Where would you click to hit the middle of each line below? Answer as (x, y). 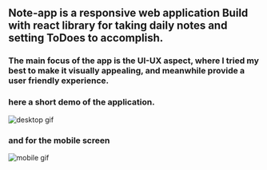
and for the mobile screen (59, 140)
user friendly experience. (59, 81)
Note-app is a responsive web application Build (128, 13)
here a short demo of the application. (82, 102)
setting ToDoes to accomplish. (86, 38)
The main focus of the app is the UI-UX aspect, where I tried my (134, 61)
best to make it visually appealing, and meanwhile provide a (127, 71)
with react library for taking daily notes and (118, 26)
